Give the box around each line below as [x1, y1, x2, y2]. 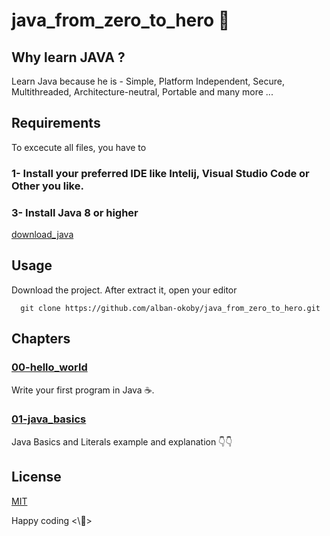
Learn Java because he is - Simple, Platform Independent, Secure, [11, 75, 285, 87]
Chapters [11, 330, 71, 348]
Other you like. [11, 179, 84, 193]
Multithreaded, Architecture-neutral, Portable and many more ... [11, 86, 274, 98]
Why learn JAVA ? [11, 49, 126, 66]
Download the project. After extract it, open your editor [11, 284, 238, 296]
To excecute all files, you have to [11, 141, 147, 153]
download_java [11, 229, 74, 241]
